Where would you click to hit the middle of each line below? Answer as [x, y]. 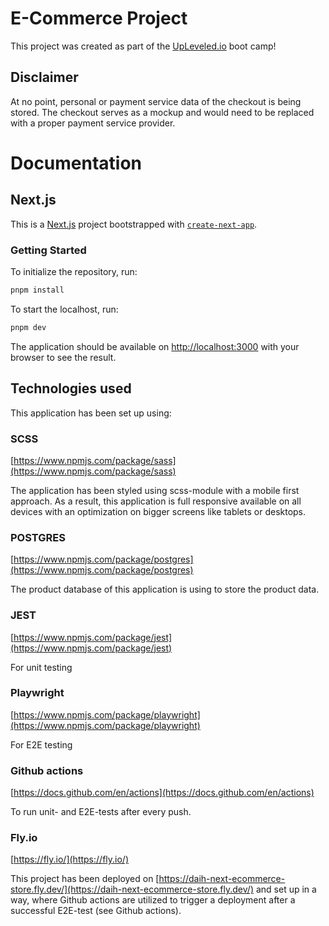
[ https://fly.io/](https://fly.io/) [69, 859]
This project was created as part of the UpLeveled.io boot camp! [143, 46]
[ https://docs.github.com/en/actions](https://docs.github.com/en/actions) [162, 793]
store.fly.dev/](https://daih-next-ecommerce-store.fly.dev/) [132, 889]
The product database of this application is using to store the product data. [165, 589]
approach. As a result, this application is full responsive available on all [156, 501]
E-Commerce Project [99, 18]
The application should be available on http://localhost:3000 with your [155, 346]
